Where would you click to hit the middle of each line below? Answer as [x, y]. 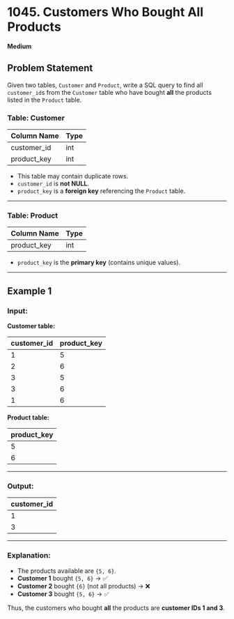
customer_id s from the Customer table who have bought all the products [110, 92]
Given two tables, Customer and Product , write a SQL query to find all [105, 85]
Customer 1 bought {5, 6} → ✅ [63, 578]
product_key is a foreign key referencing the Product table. [101, 191]
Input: [17, 311]
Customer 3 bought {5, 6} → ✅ [63, 594]
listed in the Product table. [45, 100]
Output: [21, 486]
